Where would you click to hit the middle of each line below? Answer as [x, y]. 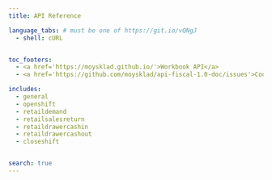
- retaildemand [41, 111]
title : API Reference [45, 16]
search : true [30, 163]
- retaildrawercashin [52, 127]
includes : [25, 90]
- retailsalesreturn [50, 119]
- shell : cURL [39, 38]
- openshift [36, 104]
